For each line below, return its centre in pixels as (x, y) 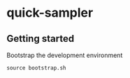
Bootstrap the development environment (65, 55)
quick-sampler (50, 13)
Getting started (41, 39)
